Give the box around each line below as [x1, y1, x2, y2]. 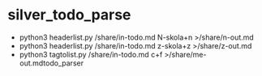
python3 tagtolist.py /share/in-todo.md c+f [19, 49, 163, 59]
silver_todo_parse [7, 6, 131, 24]
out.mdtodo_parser [19, 58, 84, 68]
